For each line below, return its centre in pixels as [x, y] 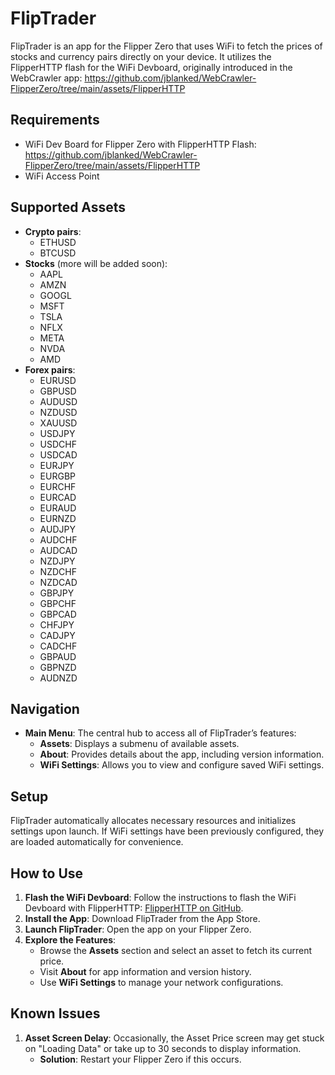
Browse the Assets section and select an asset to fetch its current [176, 950]
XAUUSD [58, 423]
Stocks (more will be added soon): [96, 263]
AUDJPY [57, 529]
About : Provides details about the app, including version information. [182, 754]
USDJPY [57, 433]
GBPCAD [58, 614]
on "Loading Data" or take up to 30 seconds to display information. [163, 1048]
